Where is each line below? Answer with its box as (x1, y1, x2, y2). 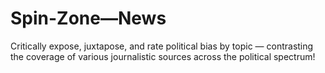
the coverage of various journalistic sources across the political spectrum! (10, 50, 316, 62)
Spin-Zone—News (10, 7, 167, 30)
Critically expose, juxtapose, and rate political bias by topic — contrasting (10, 40, 314, 52)
